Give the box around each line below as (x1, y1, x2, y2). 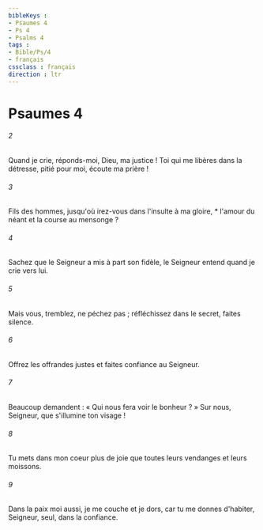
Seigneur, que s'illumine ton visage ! (8, 411, 126, 420)
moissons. (8, 462, 42, 471)
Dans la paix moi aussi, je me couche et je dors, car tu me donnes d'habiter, (8, 504, 255, 514)
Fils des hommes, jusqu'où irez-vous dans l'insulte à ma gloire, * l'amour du (8, 206, 255, 216)
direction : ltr (8, 70, 62, 78)
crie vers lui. (8, 266, 49, 275)
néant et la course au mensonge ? (8, 215, 119, 225)
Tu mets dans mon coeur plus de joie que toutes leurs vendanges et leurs (8, 453, 247, 463)
